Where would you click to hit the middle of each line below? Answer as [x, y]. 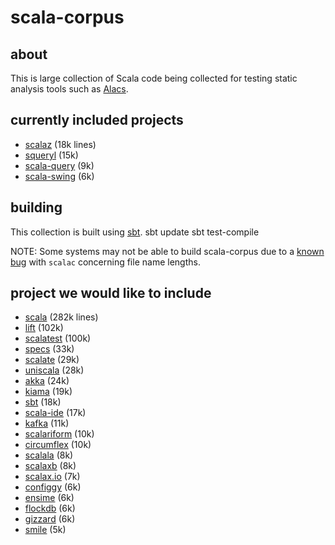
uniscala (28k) [54, 370]
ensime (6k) [49, 498]
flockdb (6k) [50, 508]
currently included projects [97, 120]
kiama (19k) [48, 392]
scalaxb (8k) [50, 466]
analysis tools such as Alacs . [69, 89]
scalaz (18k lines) [60, 144]
